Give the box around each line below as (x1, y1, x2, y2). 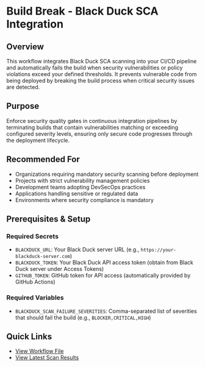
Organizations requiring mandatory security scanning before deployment (15, 170, 199, 178)
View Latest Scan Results (15, 354, 79, 362)
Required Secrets (6, 232, 59, 240)
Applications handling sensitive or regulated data (15, 190, 138, 197)
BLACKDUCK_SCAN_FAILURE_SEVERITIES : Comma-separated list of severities (15, 307, 197, 315)
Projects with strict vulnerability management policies (15, 177, 150, 184)
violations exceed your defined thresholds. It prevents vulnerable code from (6, 71, 197, 77)
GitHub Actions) (15, 278, 56, 285)
